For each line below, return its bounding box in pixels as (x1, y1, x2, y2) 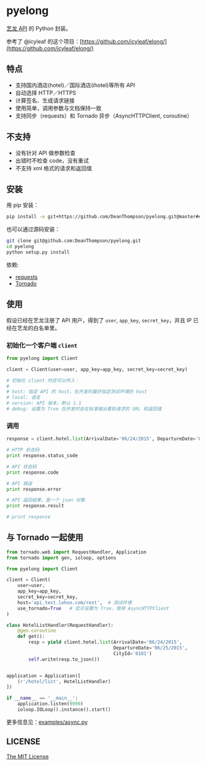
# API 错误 (6, 480, 32, 487)
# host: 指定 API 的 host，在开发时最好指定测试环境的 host (6, 389, 147, 395)
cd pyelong (6, 243, 34, 250)
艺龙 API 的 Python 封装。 (6, 25, 72, 32)
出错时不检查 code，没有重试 (15, 157, 89, 164)
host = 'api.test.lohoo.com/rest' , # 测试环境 (17, 599, 132, 605)
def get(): (17, 634, 45, 640)
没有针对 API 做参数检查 (15, 149, 76, 156)
